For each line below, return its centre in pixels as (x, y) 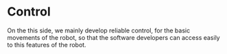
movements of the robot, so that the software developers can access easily (114, 37)
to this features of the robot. (47, 45)
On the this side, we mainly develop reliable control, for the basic (99, 30)
